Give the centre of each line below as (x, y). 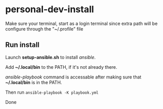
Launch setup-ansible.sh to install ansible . (50, 57)
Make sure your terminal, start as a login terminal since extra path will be (81, 23)
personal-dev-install (50, 9)
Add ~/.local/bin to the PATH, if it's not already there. (61, 67)
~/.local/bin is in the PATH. (34, 82)
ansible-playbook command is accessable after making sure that (73, 77)
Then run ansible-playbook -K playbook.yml (52, 92)
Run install (22, 45)
